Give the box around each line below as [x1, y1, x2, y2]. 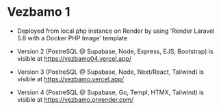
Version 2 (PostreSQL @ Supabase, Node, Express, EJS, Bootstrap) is [16, 47, 213, 55]
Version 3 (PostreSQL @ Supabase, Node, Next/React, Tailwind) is [16, 68, 204, 76]
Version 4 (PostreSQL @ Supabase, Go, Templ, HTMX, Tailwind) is [16, 88, 204, 96]
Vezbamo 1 [7, 4, 70, 20]
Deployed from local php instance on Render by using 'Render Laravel [16, 27, 215, 35]
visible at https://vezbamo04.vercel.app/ [16, 54, 132, 62]
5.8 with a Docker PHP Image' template [16, 33, 128, 42]
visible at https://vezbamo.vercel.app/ [16, 74, 125, 83]
